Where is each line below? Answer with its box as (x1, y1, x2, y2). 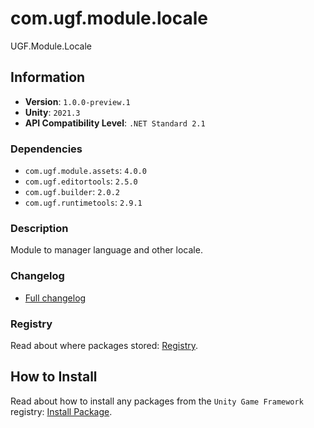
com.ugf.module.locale (10, 7, 209, 30)
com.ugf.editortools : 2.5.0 (24, 175, 138, 187)
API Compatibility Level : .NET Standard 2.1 (24, 117, 206, 129)
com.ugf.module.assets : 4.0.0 (24, 165, 147, 177)
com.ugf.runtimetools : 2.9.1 (24, 197, 143, 209)
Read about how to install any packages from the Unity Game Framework (10, 395, 304, 407)
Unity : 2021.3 (24, 106, 81, 118)
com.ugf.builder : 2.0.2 (24, 186, 120, 198)
